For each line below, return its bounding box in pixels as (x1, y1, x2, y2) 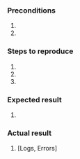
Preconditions (7, 6, 56, 15)
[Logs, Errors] (17, 144, 58, 153)
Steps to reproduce (7, 46, 74, 56)
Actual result (7, 128, 52, 138)
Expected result (7, 95, 62, 104)
